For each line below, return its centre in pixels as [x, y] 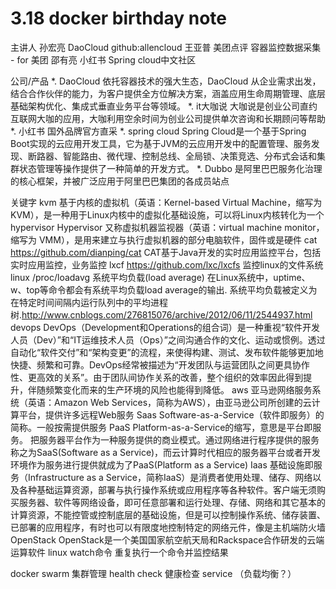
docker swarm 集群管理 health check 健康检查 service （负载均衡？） [153, 573]
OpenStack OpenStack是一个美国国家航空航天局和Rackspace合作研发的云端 [167, 539]
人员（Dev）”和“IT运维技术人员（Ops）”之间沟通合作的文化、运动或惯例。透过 [168, 339]
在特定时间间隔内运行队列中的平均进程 [89, 302]
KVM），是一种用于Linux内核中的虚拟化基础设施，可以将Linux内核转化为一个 [167, 214]
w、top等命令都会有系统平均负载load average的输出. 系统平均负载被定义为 [164, 289]
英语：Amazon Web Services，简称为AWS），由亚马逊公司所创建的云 [169, 402]
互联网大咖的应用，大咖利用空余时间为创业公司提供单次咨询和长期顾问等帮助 [168, 118]
